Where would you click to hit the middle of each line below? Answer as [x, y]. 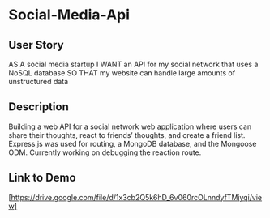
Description [39, 107]
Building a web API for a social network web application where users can [130, 126]
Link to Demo [42, 178]
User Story [36, 45]
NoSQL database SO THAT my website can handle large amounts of [122, 73]
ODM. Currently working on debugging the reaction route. [105, 152]
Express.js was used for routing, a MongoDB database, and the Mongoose [133, 143]
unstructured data [39, 81]
